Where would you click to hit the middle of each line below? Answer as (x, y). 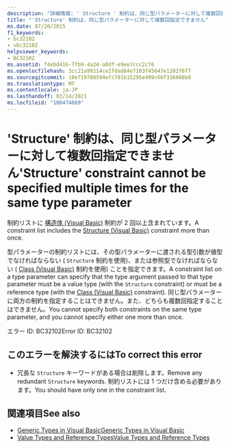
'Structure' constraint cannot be (113, 173)
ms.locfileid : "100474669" (46, 103)
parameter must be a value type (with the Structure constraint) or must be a (115, 284)
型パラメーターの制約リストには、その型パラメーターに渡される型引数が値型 (115, 252)
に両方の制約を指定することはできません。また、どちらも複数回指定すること (115, 300)
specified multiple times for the (98, 188)
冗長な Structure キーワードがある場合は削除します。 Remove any (110, 373)
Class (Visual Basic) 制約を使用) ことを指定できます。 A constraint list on (120, 269)
